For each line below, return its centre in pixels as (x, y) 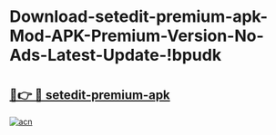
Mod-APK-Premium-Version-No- (137, 36)
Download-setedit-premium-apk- (139, 17)
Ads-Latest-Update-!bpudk (115, 55)
